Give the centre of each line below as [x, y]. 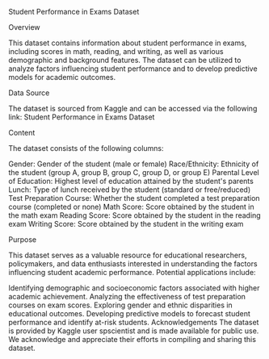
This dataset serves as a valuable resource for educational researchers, [128, 255]
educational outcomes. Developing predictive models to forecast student [129, 313]
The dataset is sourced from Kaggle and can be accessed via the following [133, 109]
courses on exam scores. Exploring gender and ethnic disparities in [120, 305]
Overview [24, 27]
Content [22, 133]
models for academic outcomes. [62, 77]
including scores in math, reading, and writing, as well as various [116, 51]
